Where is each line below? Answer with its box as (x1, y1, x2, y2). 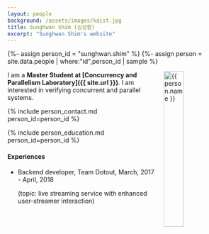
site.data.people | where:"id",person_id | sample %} (7, 57, 158, 66)
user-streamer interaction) (17, 196, 95, 206)
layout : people (7, 10, 52, 18)
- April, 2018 (17, 175, 55, 184)
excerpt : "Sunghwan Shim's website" (7, 30, 115, 38)
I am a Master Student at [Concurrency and (7, 71, 137, 79)
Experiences (7, 152, 45, 160)
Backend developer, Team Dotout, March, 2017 (17, 168, 154, 177)
